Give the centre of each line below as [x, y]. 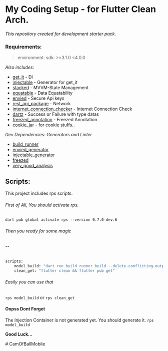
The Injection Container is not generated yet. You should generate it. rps [79, 320]
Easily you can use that [29, 282]
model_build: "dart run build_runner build [60, 266]
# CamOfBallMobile [25, 344]
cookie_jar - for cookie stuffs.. [43, 125]
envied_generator [30, 150]
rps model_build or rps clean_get [40, 297]
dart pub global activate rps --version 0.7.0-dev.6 [61, 220]
